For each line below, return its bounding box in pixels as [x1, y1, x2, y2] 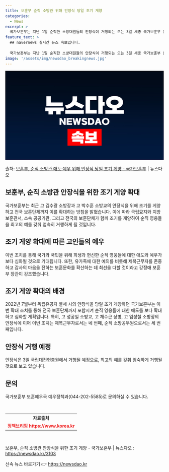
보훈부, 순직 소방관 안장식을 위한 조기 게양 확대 [5, 188, 140, 196]
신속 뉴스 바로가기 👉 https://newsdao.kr [5, 461, 88, 467]
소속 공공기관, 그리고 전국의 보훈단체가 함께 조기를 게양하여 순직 [24, 215, 149, 221]
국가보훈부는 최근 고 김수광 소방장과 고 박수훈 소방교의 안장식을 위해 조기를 [5, 202, 152, 209]
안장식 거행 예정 [5, 343, 51, 351]
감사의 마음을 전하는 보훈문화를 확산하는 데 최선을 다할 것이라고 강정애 [14, 264, 152, 271]
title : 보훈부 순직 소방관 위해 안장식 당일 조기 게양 [5, 8, 103, 13]
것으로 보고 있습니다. [5, 363, 46, 369]
